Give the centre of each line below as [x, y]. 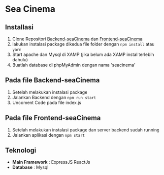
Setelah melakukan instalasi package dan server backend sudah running [86, 130]
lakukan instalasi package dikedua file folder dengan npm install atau [83, 44]
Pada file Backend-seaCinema [52, 80]
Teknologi [21, 150]
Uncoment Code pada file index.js [47, 102]
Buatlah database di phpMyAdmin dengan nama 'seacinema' [74, 65]
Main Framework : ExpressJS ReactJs [51, 162]
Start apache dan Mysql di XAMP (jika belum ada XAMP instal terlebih [83, 54]
